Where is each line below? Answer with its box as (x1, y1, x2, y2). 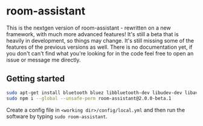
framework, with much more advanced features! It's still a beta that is (6, 30, 179, 37)
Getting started (6, 74, 65, 84)
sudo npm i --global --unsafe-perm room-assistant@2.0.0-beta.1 (6, 95, 172, 101)
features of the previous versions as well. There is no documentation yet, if (6, 43, 193, 51)
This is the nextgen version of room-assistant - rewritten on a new (6, 24, 171, 31)
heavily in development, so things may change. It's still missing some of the (6, 37, 195, 44)
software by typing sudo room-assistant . (6, 113, 108, 120)
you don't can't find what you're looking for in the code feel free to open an (6, 49, 194, 57)
